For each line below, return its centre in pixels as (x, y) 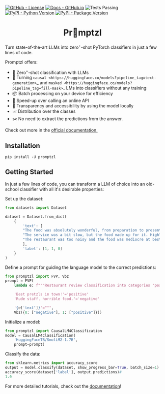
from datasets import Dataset (36, 208)
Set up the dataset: (24, 198)
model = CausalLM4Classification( (41, 335)
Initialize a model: (23, 322)
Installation (23, 146)
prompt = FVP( (20, 281)
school (12, 189)
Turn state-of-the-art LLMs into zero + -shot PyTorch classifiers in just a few (81, 47)
